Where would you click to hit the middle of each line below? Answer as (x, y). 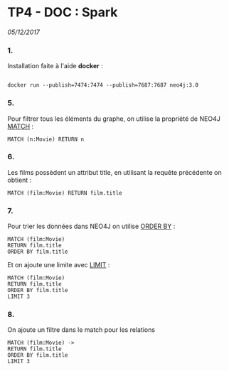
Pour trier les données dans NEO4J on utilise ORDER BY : (91, 226)
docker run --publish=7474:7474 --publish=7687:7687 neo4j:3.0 (103, 85)
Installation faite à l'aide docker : (55, 66)
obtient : (20, 180)
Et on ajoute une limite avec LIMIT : (59, 265)
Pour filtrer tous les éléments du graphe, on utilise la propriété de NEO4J (114, 119)
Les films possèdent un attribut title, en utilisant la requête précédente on (114, 172)
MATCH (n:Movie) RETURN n (46, 139)
